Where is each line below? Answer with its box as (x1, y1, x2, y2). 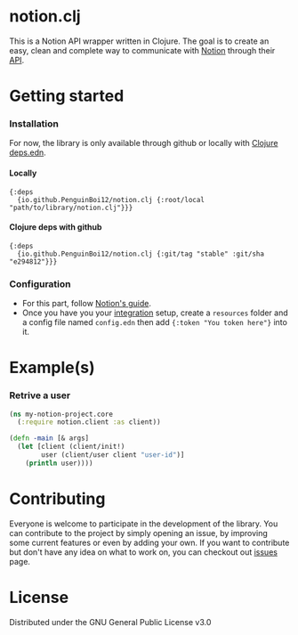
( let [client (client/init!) (17, 443, 125, 452)
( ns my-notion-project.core (9, 410, 114, 419)
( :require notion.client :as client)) (17, 418, 162, 427)
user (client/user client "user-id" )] (41, 451, 185, 460)
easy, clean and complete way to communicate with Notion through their (9, 45, 276, 55)
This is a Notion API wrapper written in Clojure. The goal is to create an (9, 36, 270, 46)
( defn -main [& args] (9, 434, 90, 443)
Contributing (9, 489, 106, 509)
